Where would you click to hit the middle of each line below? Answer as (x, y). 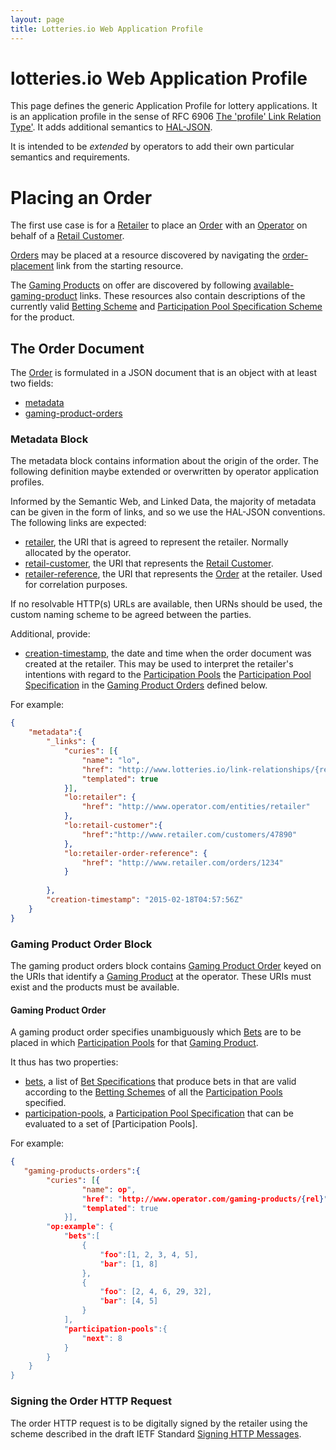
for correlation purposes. (76, 585)
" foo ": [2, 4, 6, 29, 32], (156, 1292)
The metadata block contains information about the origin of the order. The (164, 461)
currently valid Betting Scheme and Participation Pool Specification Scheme (166, 307)
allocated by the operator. (78, 553)
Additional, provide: (50, 634)
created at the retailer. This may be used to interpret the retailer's (159, 664)
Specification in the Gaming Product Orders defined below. (146, 685)
